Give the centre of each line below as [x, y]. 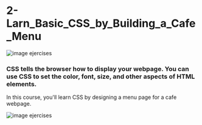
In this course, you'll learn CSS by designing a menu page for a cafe [92, 97]
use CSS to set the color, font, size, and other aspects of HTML [101, 76]
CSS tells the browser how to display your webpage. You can [98, 69]
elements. [22, 84]
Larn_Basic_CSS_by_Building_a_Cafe [101, 23]
